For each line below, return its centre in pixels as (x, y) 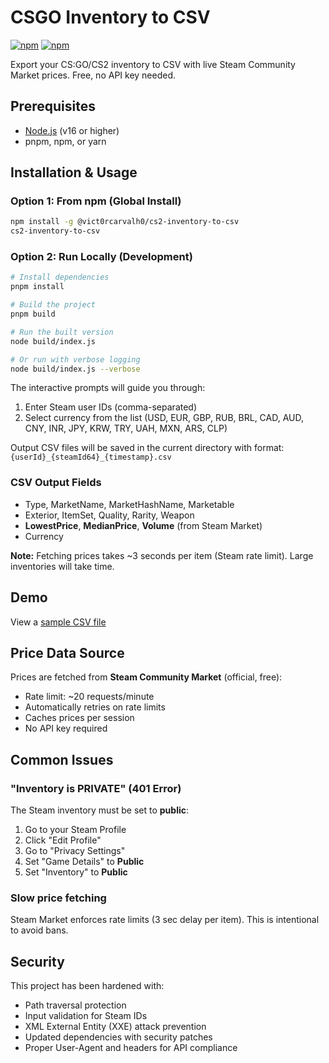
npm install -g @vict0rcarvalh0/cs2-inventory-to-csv (125, 222)
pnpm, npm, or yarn (65, 141)
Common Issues (62, 759)
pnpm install (37, 287)
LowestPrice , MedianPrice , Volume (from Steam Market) (143, 525)
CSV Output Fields (56, 483)
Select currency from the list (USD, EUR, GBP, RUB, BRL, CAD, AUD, (164, 418)
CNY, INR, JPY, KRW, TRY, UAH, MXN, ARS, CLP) (126, 428)
